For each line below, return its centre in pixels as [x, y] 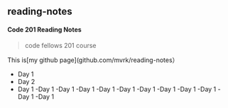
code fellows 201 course [60, 45]
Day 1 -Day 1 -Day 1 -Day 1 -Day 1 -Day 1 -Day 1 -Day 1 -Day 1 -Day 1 [117, 89]
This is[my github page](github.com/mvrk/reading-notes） [93, 60]
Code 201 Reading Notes [44, 29]
